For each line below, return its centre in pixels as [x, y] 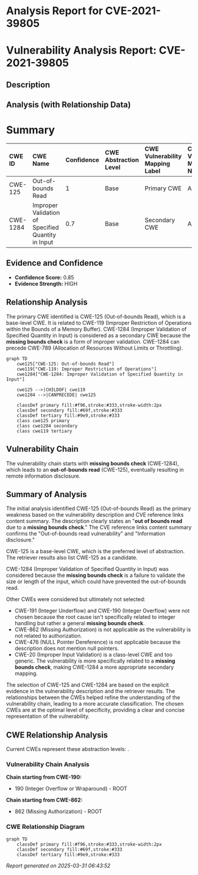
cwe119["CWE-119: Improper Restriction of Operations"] [87, 369]
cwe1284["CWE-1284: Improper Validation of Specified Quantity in [100, 374]
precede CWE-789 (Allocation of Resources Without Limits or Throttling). [95, 348]
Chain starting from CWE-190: [44, 777]
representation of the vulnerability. [48, 716]
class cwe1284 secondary [47, 426]
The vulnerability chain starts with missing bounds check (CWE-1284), [93, 463]
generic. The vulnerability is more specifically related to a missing [95, 661]
